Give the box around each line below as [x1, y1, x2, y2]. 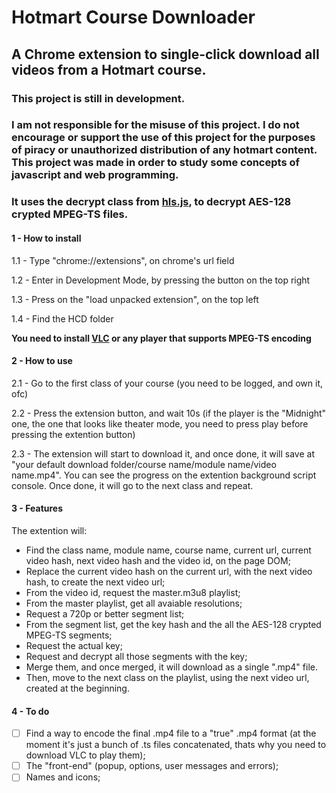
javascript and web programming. [11, 168, 179, 182]
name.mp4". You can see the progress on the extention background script [11, 469, 317, 481]
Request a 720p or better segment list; [25, 607, 185, 620]
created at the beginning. [25, 682, 130, 694]
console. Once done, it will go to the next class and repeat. [11, 479, 254, 491]
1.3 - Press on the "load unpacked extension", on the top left [11, 293, 259, 305]
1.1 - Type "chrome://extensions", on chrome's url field [11, 254, 235, 266]
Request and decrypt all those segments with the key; [25, 650, 248, 662]
